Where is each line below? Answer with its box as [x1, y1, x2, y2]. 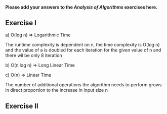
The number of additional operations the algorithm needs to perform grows [5, 82, 162, 88]
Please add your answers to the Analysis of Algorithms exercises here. [5, 4, 158, 10]
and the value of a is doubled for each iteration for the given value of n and [5, 47, 161, 53]
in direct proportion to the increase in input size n [5, 87, 108, 93]
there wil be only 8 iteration [5, 52, 62, 59]
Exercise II [5, 101, 39, 110]
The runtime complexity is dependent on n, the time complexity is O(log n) [5, 42, 160, 48]
